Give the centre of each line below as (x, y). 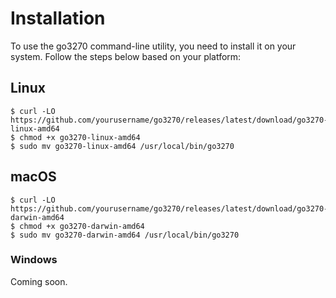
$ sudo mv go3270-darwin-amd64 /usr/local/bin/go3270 (125, 235)
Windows (34, 260)
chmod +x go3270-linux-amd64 (80, 137)
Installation (58, 18)
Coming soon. (39, 281)
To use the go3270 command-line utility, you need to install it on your (153, 46)
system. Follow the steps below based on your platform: (126, 56)
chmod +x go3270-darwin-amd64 (82, 226)
